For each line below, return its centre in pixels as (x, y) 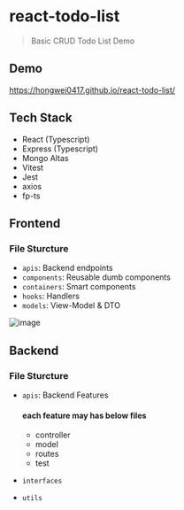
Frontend (35, 223)
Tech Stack (41, 118)
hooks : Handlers (50, 296)
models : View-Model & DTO (71, 305)
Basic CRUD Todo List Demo (83, 41)
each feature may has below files (84, 415)
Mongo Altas (45, 158)
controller (53, 435)
